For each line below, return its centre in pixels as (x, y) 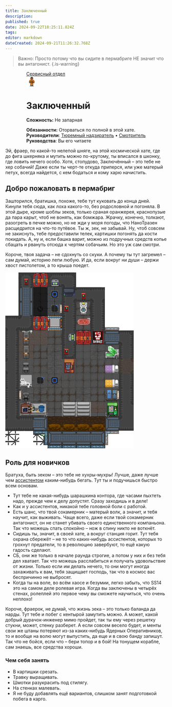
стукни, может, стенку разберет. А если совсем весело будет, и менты (83, 626)
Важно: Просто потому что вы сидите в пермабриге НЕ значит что (91, 58)
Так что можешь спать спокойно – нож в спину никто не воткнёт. (84, 528)
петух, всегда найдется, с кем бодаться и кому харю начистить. (76, 172)
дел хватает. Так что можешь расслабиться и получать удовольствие (89, 561)
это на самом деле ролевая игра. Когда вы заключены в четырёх (85, 588)
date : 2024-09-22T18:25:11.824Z (40, 27)
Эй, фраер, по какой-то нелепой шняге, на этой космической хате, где (83, 151)
